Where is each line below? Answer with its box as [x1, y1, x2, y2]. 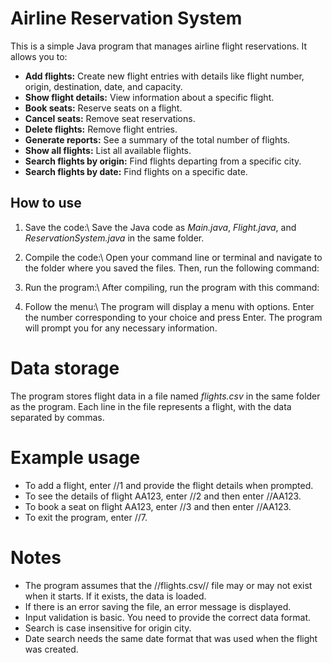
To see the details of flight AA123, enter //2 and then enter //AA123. [24, 490, 302, 502]
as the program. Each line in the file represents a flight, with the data [10, 400, 292, 412]
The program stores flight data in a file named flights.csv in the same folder [10, 390, 321, 402]
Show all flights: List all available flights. [24, 144, 192, 156]
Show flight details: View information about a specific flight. [24, 91, 275, 103]
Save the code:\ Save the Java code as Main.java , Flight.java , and [24, 221, 297, 233]
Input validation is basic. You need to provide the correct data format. [24, 611, 312, 623]
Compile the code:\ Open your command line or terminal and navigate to [24, 251, 323, 263]
